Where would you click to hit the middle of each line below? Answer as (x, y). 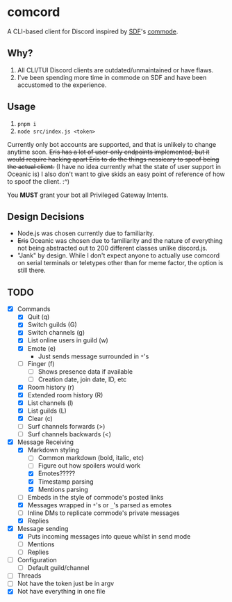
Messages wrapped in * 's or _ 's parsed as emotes (100, 505)
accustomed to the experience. (62, 85)
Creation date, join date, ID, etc (82, 379)
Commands (34, 309)
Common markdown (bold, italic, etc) (91, 458)
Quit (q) (39, 317)
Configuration (37, 560)
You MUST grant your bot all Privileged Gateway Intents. (88, 195)
